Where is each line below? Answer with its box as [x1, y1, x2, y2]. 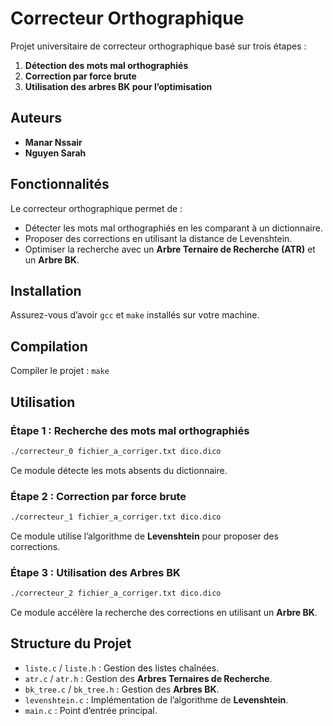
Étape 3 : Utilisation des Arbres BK [10, 565, 181, 579]
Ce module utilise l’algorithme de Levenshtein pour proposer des [10, 530, 279, 542]
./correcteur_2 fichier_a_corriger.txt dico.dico [10, 588, 222, 599]
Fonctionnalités [10, 176, 110, 193]
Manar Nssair [24, 136, 83, 148]
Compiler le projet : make [10, 365, 110, 377]
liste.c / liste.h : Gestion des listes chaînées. [24, 662, 220, 674]
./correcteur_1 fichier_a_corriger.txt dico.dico [10, 512, 222, 522]
